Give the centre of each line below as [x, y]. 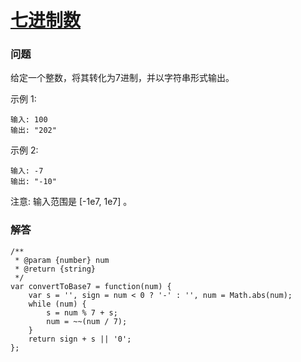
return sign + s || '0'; [80, 339]
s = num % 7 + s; [82, 312]
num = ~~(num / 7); [87, 321]
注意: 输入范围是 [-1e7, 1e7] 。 [71, 202]
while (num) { [57, 304]
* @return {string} [55, 269]
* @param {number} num [62, 260]
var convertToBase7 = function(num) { [91, 286]
